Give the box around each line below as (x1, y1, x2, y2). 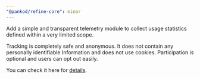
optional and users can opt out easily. (6, 55, 98, 62)
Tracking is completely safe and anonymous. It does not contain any (6, 42, 174, 50)
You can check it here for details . (6, 66, 87, 74)
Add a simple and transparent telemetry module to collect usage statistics (6, 25, 187, 32)
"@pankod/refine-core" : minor (6, 8, 82, 15)
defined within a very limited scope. (6, 31, 94, 38)
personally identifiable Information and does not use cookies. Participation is (6, 48, 194, 56)
